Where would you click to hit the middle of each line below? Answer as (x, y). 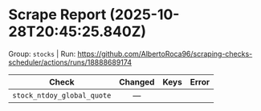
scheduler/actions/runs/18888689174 (70, 62)
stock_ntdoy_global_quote (62, 95)
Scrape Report (57, 15)
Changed (137, 81)
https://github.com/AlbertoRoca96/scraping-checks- (165, 54)
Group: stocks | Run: (42, 54)
